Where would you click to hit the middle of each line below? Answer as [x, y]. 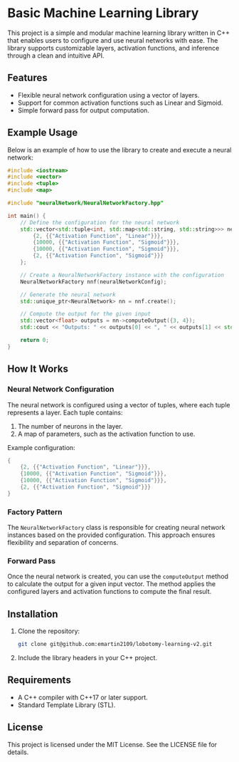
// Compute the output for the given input [86, 314]
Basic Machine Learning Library [103, 13]
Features [27, 78]
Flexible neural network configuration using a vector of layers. [108, 95]
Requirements [39, 680]
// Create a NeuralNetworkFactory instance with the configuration [122, 275]
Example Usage [43, 133]
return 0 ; [35, 340]
